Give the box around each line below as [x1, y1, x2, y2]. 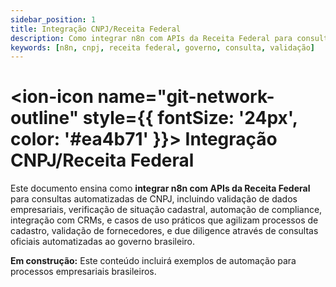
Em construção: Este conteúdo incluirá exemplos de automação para [10, 255, 297, 267]
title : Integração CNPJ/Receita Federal [10, 24, 182, 34]
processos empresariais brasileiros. [10, 266, 157, 278]
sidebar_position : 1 [10, 14, 97, 25]
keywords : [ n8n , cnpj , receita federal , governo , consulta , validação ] [10, 42, 315, 53]
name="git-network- [97, 86, 275, 108]
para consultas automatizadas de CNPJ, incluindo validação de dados [10, 193, 298, 205]
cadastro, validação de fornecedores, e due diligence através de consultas [10, 225, 319, 237]
